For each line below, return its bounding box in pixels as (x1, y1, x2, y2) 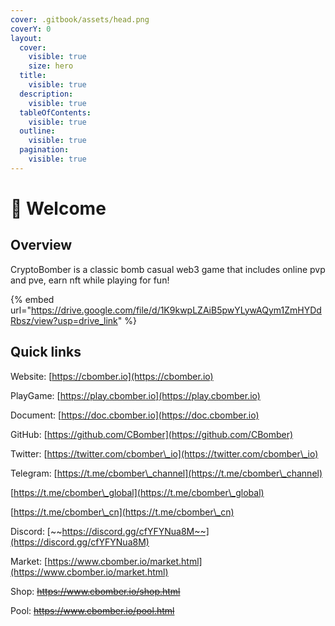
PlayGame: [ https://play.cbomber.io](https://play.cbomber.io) (10, 389, 261, 401)
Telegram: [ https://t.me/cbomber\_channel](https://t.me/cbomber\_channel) (10, 467, 323, 479)
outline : (19, 126, 56, 136)
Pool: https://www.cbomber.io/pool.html (10, 604, 175, 616)
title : (19, 71, 47, 81)
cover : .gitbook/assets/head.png (10, 14, 150, 25)
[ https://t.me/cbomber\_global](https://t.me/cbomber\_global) (10, 486, 265, 498)
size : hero (28, 61, 74, 71)
